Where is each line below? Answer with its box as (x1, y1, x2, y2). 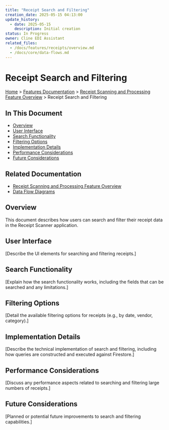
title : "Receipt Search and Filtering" (5, 7, 90, 13)
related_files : (5, 41, 38, 46)
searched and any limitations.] (5, 284, 69, 290)
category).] (5, 318, 29, 324)
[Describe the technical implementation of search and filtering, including (5, 346, 157, 352)
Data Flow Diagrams (12, 189, 55, 195)
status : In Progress (5, 31, 49, 36)
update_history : (5, 17, 40, 22)
